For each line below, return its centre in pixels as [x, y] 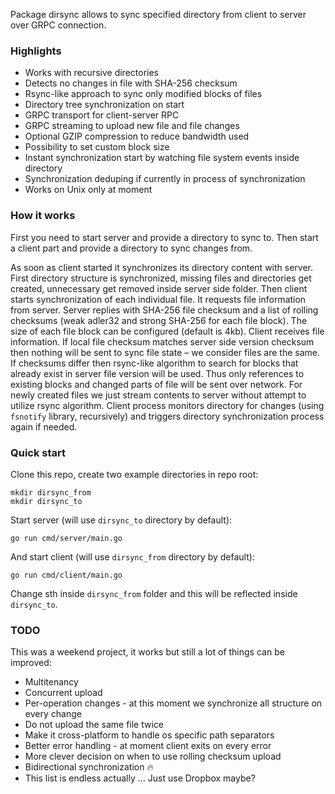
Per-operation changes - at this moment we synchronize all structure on [173, 703]
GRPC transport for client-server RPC [102, 115]
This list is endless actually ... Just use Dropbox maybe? [140, 778]
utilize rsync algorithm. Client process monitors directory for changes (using [167, 405]
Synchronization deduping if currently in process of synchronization [165, 179]
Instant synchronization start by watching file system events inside [162, 158]
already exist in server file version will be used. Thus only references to [157, 373]
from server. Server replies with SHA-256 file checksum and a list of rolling [164, 310]
